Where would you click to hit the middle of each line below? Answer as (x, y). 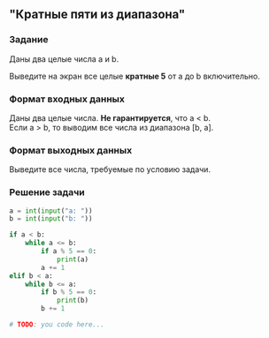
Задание (29, 40)
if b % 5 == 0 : (69, 292)
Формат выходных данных (71, 150)
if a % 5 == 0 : (69, 252)
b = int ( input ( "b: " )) (51, 219)
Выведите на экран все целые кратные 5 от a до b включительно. (135, 76)
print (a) (73, 259)
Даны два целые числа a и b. (64, 59)
